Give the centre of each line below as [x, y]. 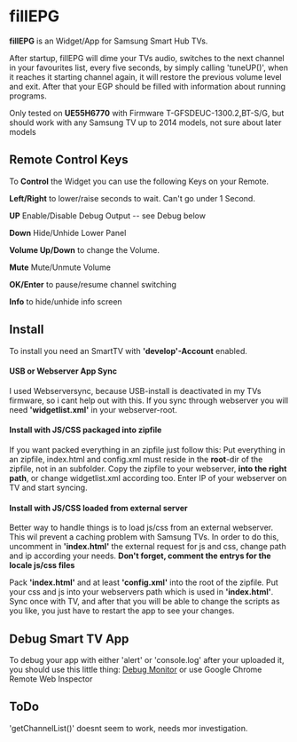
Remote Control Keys [69, 160]
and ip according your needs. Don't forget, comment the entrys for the [141, 556]
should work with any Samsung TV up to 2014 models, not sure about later [145, 122]
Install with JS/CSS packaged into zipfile [86, 430]
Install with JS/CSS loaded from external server [98, 508]
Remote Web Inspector [51, 679]
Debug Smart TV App [69, 639]
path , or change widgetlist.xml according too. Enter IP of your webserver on [148, 478]
